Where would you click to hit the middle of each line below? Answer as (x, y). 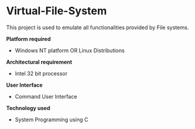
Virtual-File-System (57, 11)
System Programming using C (51, 119)
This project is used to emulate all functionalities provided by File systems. (97, 27)
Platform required (28, 39)
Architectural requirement (39, 62)
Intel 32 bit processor (41, 73)
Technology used (28, 108)
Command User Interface (46, 96)
